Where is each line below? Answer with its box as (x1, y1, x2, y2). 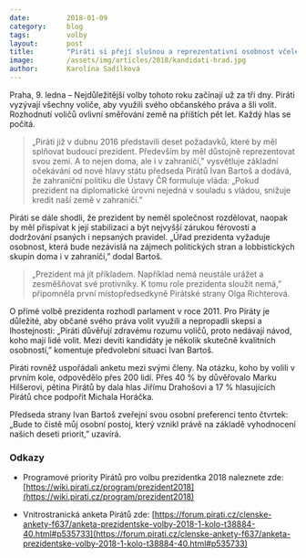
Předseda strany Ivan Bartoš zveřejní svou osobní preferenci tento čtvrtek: (9, 408, 289, 420)
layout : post (9, 38, 84, 48)
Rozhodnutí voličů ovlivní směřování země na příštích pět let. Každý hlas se (9, 109, 291, 120)
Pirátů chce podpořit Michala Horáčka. (9, 391, 155, 402)
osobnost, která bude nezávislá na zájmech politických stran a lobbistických (9, 241, 295, 252)
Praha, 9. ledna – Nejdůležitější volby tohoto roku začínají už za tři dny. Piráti (9, 89, 295, 100)
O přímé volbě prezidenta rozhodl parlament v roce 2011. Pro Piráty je (9, 305, 270, 316)
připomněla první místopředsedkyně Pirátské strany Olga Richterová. (31, 288, 291, 299)
